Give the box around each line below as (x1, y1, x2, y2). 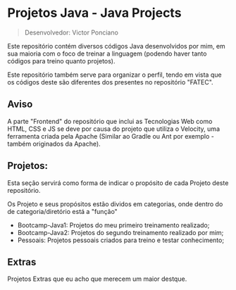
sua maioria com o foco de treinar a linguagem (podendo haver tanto (7, 49, 207, 58)
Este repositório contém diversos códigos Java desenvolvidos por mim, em (7, 42, 225, 50)
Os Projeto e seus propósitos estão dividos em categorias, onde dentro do (7, 199, 223, 208)
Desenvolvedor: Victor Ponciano (24, 28, 118, 37)
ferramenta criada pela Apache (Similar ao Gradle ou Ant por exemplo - (7, 132, 215, 140)
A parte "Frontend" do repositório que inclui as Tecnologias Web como (7, 117, 213, 125)
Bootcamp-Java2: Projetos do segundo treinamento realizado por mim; (17, 228, 224, 237)
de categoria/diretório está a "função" (7, 207, 118, 215)
